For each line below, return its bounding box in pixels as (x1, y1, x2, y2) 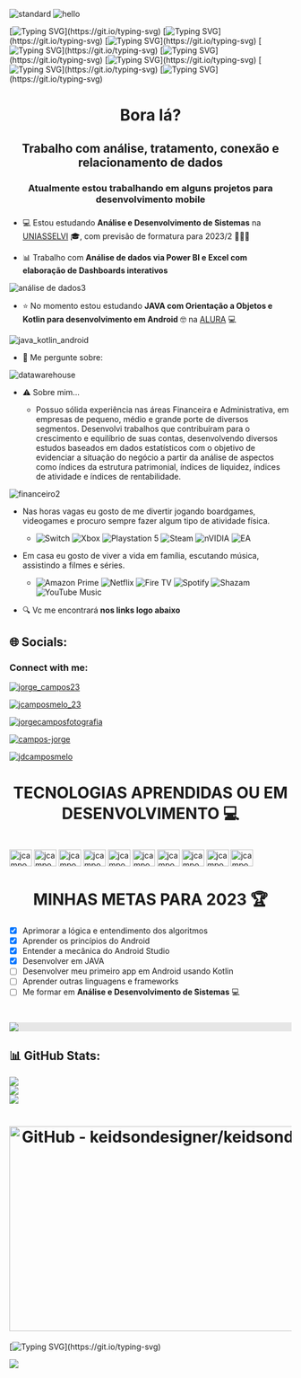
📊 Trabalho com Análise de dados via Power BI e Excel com (21, 252, 248, 263)
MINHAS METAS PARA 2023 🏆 (32, 889, 269, 910)
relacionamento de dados (77, 155, 224, 170)
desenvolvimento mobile (95, 193, 206, 206)
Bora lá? (119, 105, 182, 126)
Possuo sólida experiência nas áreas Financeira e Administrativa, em (35, 404, 289, 415)
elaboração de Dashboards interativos (21, 265, 168, 276)
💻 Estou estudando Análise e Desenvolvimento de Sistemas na (21, 217, 262, 228)
